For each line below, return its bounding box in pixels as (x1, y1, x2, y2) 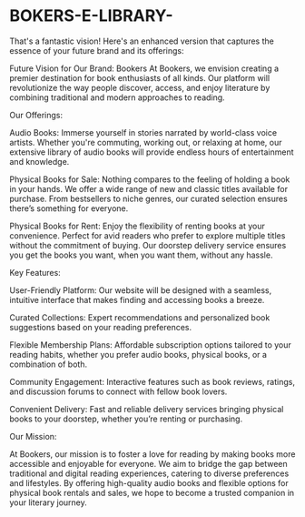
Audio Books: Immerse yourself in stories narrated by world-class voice (9, 127, 278, 137)
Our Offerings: (9, 109, 64, 120)
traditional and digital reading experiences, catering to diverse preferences (9, 468, 290, 479)
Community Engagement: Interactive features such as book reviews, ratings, (9, 376, 295, 387)
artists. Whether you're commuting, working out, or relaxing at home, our (9, 137, 283, 147)
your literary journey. (9, 497, 88, 508)
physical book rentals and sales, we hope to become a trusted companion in (9, 487, 295, 498)
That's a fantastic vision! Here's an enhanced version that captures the (9, 35, 274, 46)
